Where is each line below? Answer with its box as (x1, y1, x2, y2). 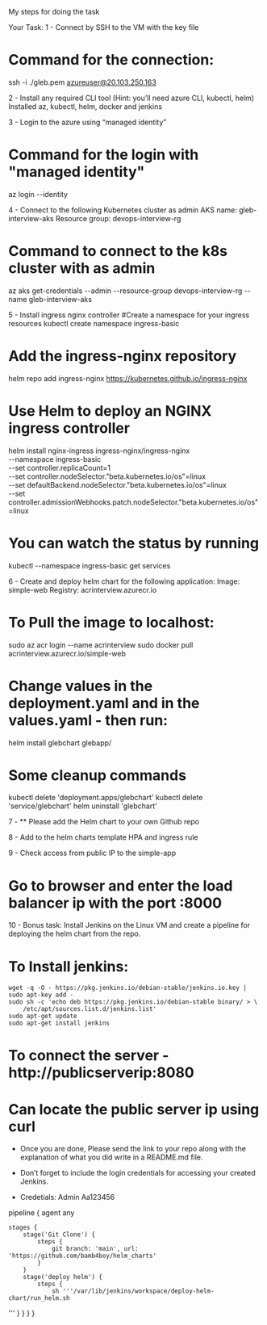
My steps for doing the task (8, 7, 100, 16)
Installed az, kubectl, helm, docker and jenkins (8, 101, 163, 111)
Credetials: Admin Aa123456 (19, 1193, 115, 1202)
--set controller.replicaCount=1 (8, 463, 111, 472)
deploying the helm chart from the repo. (8, 929, 141, 939)
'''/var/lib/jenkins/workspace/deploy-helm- (62, 1287, 215, 1295)
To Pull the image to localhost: (8, 613, 215, 631)
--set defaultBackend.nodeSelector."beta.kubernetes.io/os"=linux (8, 480, 227, 489)
